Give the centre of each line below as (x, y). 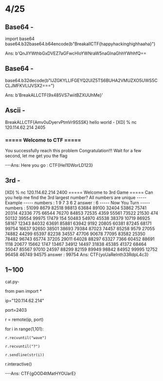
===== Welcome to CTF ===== (43, 140)
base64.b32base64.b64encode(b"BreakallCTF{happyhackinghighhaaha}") (80, 44)
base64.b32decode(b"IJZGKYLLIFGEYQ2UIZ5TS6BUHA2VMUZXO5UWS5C (81, 80)
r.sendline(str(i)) (25, 355)
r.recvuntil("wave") (26, 338)
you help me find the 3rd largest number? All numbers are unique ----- (76, 197)
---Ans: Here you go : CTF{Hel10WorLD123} (49, 165)
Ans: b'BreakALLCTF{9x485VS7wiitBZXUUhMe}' (54, 95)
